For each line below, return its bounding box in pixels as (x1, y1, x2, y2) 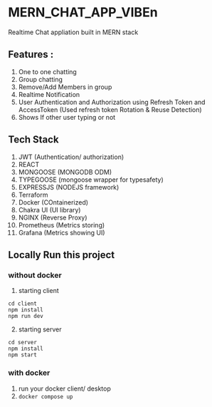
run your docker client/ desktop (18, 384, 111, 393)
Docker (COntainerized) (18, 197, 88, 207)
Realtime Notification (18, 90, 80, 98)
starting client (18, 287, 59, 295)
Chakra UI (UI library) (18, 205, 81, 214)
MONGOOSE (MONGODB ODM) (18, 168, 112, 176)
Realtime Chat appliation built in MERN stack (8, 28, 139, 36)
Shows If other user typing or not (18, 113, 116, 121)
